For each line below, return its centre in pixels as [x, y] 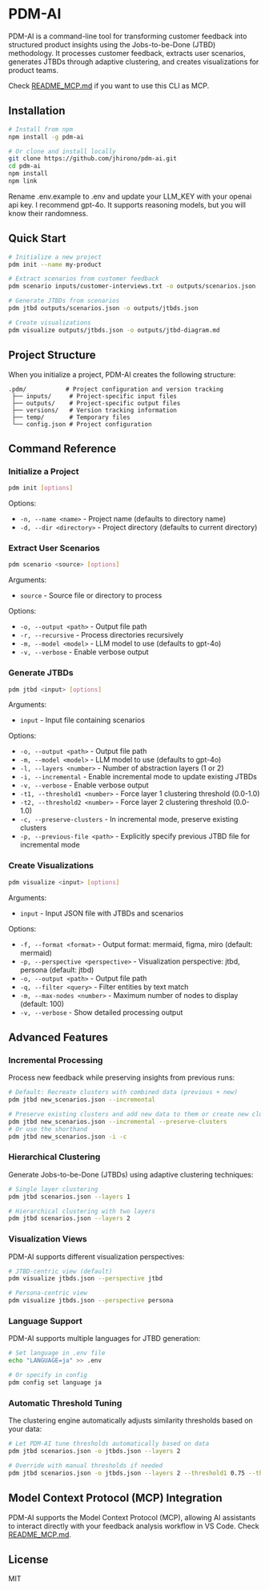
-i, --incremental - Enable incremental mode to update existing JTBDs [139, 777]
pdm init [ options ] [41, 488]
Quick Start [37, 238]
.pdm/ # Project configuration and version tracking [116, 389]
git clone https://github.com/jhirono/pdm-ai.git [93, 159]
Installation [37, 111]
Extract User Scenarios [54, 548]
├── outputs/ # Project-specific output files [96, 403]
